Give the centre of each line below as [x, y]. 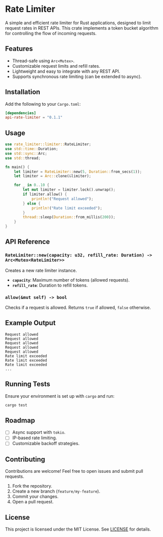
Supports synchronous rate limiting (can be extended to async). [77, 76]
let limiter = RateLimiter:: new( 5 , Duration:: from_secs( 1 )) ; [78, 171]
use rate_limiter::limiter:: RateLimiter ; [48, 144]
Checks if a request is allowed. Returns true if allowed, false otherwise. [78, 307]
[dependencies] [21, 113]
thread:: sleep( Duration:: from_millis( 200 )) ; [69, 217]
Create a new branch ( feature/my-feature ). [56, 491]
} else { [32, 204]
